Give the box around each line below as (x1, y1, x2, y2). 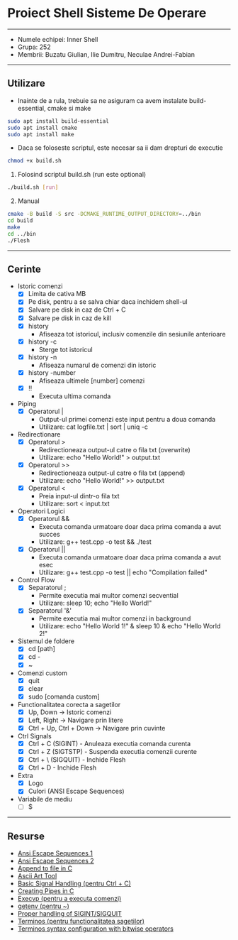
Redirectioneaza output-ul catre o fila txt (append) (38, 469, 186, 477)
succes (38, 530, 60, 539)
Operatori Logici (17, 507, 65, 515)
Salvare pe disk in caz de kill (28, 314, 112, 322)
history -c (28, 337, 57, 346)
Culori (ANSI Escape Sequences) (28, 787, 125, 796)
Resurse (7, 830, 45, 842)
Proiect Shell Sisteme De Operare (7, 5, 207, 21)
